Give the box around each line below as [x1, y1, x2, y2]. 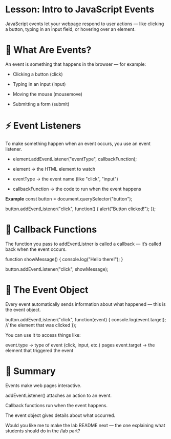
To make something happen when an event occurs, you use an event [5, 140, 151, 147]
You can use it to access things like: [5, 332, 81, 338]
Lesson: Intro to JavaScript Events [5, 4, 155, 15]
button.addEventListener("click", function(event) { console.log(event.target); [5, 316, 166, 322]
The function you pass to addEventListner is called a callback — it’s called [5, 241, 162, 247]
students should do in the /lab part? [5, 428, 80, 434]
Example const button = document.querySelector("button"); [5, 195, 133, 202]
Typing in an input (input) [12, 81, 66, 87]
